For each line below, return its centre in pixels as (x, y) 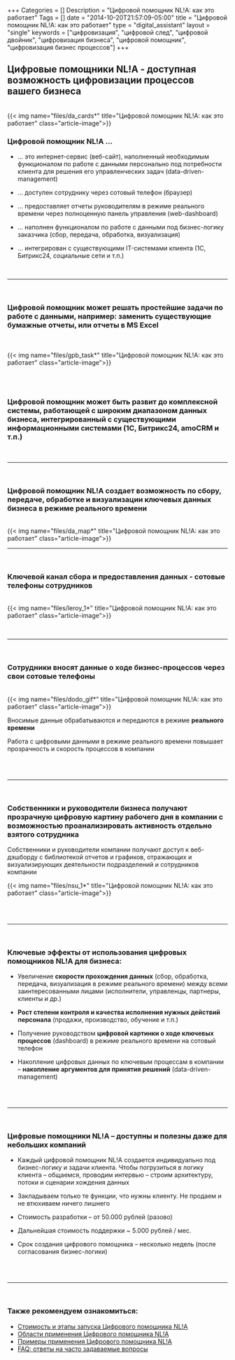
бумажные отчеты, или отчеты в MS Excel (83, 325)
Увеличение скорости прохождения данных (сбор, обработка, (113, 976)
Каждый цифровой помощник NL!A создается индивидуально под (116, 1160)
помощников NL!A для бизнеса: (65, 961)
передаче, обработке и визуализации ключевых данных (109, 499)
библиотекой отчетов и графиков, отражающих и (118, 857)
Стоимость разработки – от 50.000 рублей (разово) (95, 1217)
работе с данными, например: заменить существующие (109, 316)
